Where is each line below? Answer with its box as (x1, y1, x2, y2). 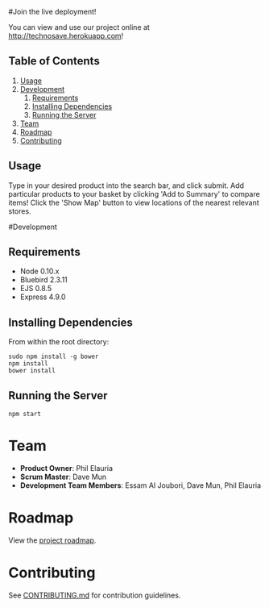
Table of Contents (8, 54, 101, 68)
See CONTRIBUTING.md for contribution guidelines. (8, 590, 181, 600)
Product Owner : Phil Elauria (19, 464, 113, 473)
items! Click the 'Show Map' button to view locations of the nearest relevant (8, 198, 259, 207)
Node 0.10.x (19, 266, 60, 277)
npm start (8, 410, 42, 419)
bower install (8, 367, 56, 375)
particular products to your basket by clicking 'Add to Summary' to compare (8, 189, 260, 198)
